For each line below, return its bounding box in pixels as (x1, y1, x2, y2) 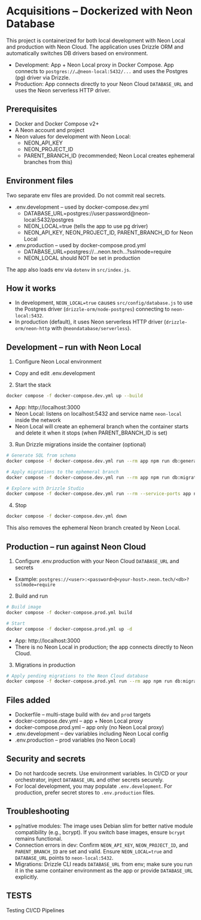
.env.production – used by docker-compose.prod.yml (14, 241, 147, 248)
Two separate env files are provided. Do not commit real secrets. (6, 191, 166, 199)
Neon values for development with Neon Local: (14, 133, 131, 140)
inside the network (14, 416, 61, 424)
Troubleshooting (6, 806, 70, 817)
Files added (6, 695, 51, 705)
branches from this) (23, 158, 73, 166)
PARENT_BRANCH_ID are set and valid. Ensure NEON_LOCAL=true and (14, 847, 173, 855)
